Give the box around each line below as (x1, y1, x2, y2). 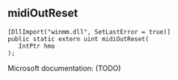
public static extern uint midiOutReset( (7, 35, 150, 43)
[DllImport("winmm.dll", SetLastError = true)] (7, 27, 172, 36)
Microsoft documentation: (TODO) (7, 63, 121, 73)
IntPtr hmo (18, 42, 56, 50)
